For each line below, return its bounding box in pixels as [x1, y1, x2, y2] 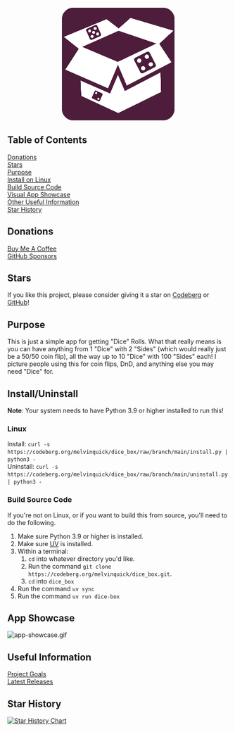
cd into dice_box [27, 576, 75, 585]
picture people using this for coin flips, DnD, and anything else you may [7, 360, 215, 368]
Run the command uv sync [17, 584, 95, 593]
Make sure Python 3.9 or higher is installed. [17, 532, 144, 541]
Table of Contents [7, 134, 88, 146]
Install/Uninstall [7, 388, 79, 400]
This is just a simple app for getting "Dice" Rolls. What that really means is [7, 337, 222, 346]
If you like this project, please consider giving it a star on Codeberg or [7, 291, 210, 299]
